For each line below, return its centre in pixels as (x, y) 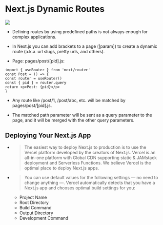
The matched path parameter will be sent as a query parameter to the (82, 115)
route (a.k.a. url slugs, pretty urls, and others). (58, 51)
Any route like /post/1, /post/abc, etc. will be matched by (69, 100)
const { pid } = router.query (36, 82)
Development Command (44, 218)
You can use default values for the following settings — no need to (91, 177)
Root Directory (34, 202)
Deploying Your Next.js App (48, 135)
